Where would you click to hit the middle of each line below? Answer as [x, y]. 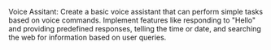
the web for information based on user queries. [87, 37]
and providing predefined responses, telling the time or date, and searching [135, 29]
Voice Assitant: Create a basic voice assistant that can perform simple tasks [135, 12]
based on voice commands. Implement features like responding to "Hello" [132, 20]
